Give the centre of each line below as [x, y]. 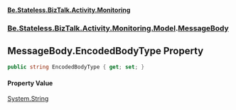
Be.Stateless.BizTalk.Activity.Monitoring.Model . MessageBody [118, 28]
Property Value [30, 83]
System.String [28, 99]
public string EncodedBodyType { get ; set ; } [76, 67]
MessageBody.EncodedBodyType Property [106, 50]
